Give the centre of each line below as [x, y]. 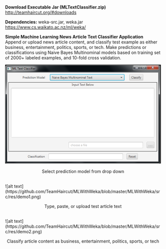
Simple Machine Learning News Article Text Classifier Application [74, 37]
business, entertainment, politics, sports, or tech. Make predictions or [76, 47]
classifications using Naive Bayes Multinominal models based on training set [83, 52]
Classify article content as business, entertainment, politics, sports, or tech [83, 241]
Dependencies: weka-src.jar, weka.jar [44, 22]
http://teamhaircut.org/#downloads [41, 12]
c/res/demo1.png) [23, 197]
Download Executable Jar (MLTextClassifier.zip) [56, 7]
